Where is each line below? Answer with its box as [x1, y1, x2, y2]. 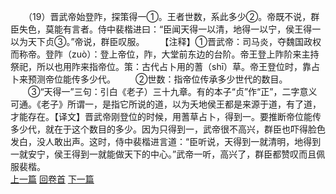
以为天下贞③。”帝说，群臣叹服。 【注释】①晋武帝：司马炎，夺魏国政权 [10, 36, 322, 47]
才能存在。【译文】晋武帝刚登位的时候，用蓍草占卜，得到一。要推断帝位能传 [10, 111, 322, 122]
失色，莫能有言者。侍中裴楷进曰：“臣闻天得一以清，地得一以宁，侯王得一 [18, 23, 322, 35]
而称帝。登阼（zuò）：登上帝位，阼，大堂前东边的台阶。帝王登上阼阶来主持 [10, 48, 320, 60]
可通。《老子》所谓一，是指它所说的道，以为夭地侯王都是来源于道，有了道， [10, 98, 322, 110]
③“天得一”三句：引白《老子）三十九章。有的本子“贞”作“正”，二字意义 [27, 86, 318, 97]
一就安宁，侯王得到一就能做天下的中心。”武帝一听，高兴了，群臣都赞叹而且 [10, 148, 317, 160]
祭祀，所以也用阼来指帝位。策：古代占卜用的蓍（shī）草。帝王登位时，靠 [10, 61, 312, 72]
